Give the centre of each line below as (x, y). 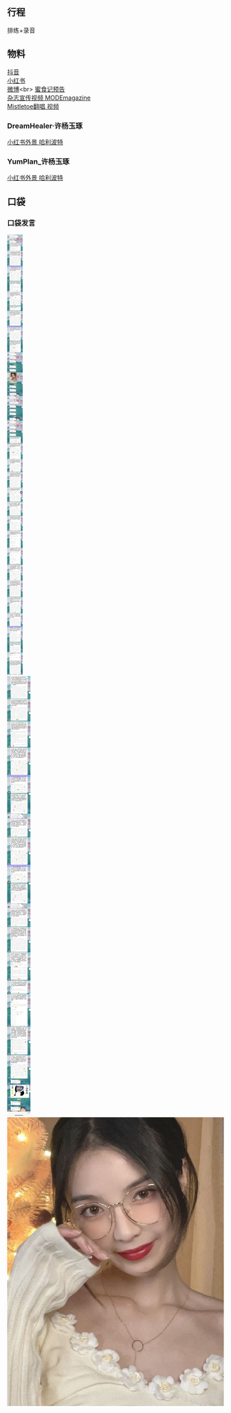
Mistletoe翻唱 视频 (33, 106)
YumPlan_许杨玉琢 (38, 162)
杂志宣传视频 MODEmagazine (49, 98)
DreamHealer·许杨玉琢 (45, 126)
